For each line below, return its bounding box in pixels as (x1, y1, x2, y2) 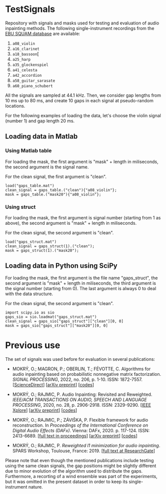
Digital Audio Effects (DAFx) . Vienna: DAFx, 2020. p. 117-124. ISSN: (12, 427, 150, 433)
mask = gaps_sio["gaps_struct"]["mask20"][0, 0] (5, 323, 108, 328)
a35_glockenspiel (12, 62, 49, 67)
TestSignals (5, 3, 55, 15)
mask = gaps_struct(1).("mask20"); (5, 248, 79, 253)
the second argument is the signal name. (5, 164, 89, 170)
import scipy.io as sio (5, 310, 55, 315)
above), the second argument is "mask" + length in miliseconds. (5, 220, 137, 226)
